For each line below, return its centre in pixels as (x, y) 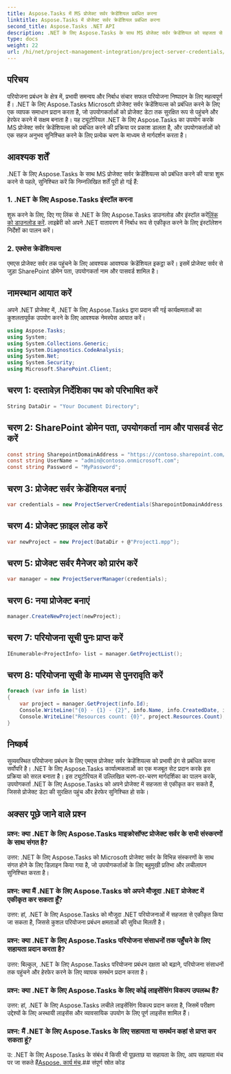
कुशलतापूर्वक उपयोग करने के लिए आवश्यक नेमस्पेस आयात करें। (76, 317)
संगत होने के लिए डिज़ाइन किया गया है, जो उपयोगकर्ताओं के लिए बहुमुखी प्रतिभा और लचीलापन (107, 865)
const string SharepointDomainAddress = (66, 454)
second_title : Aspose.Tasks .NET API (61, 26)
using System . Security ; (41, 363)
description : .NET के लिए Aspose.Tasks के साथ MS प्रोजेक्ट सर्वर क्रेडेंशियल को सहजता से (115, 33)
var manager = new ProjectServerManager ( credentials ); (87, 579)
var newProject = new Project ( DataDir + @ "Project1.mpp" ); (93, 542)
